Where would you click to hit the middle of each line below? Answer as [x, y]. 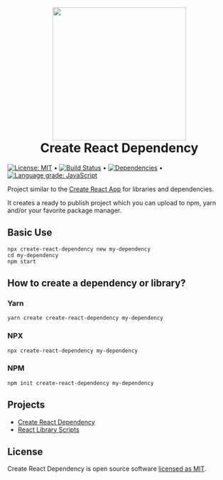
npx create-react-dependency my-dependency [73, 351]
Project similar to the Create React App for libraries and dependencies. [111, 189]
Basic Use [30, 233]
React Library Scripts [48, 430]
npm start [22, 261]
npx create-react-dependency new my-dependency [79, 249]
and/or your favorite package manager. [65, 210]
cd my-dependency [33, 255]
